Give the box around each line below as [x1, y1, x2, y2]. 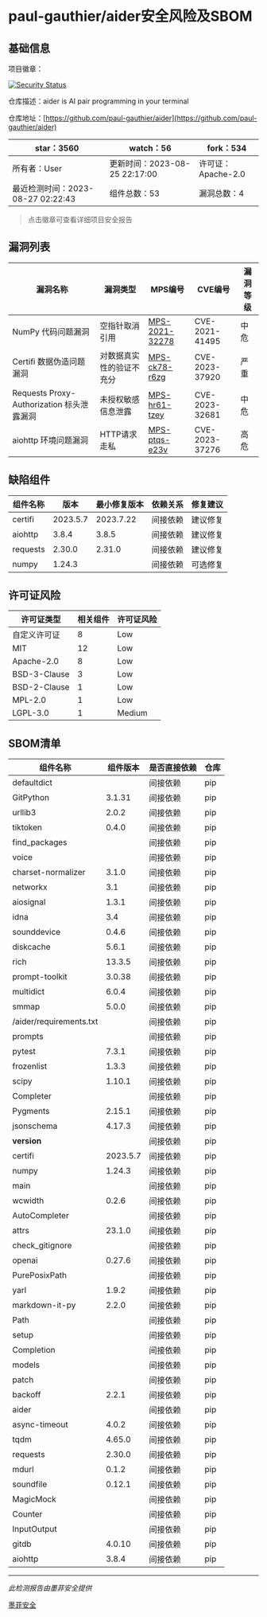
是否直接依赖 [149, 762, 197, 773]
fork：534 [207, 143, 247, 154]
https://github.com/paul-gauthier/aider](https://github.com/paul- [45, 113, 257, 123]
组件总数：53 [109, 188, 161, 199]
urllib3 [12, 807, 37, 818]
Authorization [12, 399, 63, 410]
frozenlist [12, 1060, 48, 1072]
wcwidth [12, 1195, 44, 1206]
